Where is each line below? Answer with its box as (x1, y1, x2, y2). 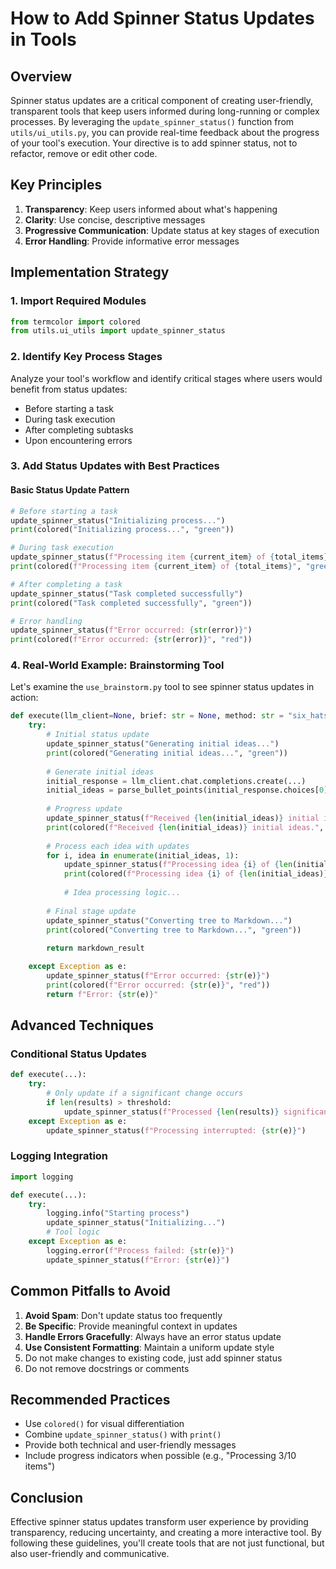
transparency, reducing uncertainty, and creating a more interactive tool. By (10, 1527, 322, 1539)
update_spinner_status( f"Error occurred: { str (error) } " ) (10, 625, 253, 636)
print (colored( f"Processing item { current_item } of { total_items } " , (10, 562, 302, 572)
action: (10, 692, 39, 704)
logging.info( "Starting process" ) (46, 1208, 190, 1219)
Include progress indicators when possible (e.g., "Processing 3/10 (24, 1450, 297, 1462)
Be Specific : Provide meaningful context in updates (24, 1320, 238, 1332)
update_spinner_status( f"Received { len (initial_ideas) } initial (46, 813, 320, 824)
